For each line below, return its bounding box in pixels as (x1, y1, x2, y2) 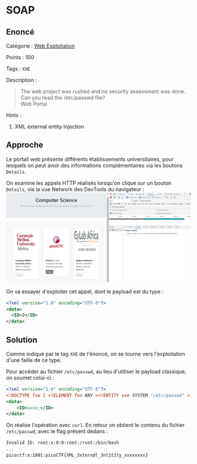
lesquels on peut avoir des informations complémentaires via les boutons (6, 162, 183, 169)
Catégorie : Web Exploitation (6, 42, 75, 49)
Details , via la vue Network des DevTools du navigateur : (6, 185, 145, 192)
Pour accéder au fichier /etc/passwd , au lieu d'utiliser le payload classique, (6, 368, 186, 375)
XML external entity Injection (14, 123, 84, 130)
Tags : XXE (6, 65, 30, 72)
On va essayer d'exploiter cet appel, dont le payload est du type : (6, 288, 164, 295)
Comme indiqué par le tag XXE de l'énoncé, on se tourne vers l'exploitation (6, 350, 186, 357)
